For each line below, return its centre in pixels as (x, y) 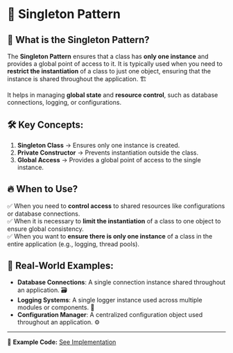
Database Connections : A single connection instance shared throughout (121, 282)
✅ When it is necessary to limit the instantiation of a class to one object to (114, 221)
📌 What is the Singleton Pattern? (79, 40)
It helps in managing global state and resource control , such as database (113, 95)
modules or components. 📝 (56, 307)
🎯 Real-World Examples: (61, 266)
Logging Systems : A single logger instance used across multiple (110, 300)
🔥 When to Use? (43, 189)
